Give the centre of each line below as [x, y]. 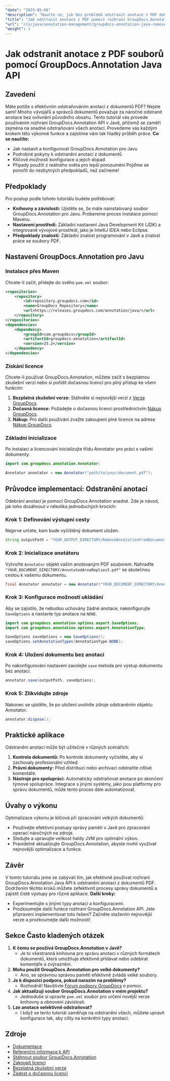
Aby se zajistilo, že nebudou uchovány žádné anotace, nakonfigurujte [78, 608]
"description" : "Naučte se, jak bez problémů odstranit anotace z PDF [81, 15]
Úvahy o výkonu [31, 805]
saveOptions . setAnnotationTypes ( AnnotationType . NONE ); [64, 642]
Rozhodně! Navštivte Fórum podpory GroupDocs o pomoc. [81, 985]
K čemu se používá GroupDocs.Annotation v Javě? [67, 948]
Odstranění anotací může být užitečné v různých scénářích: [67, 747]
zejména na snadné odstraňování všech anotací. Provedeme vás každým [81, 128]
